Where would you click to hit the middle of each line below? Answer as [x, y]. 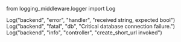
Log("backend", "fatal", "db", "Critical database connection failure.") [91, 26]
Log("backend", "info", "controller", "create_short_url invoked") [84, 33]
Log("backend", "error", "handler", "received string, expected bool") [91, 20]
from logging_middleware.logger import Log [61, 9]
